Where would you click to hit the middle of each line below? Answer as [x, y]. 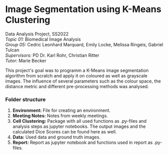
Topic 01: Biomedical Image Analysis [43, 39]
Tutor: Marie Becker [26, 60]
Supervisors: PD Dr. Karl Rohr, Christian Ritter [52, 55]
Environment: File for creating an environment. [62, 110]
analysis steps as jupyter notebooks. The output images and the [79, 126]
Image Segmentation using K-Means [83, 9]
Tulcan [12, 50]
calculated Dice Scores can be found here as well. [65, 132]
